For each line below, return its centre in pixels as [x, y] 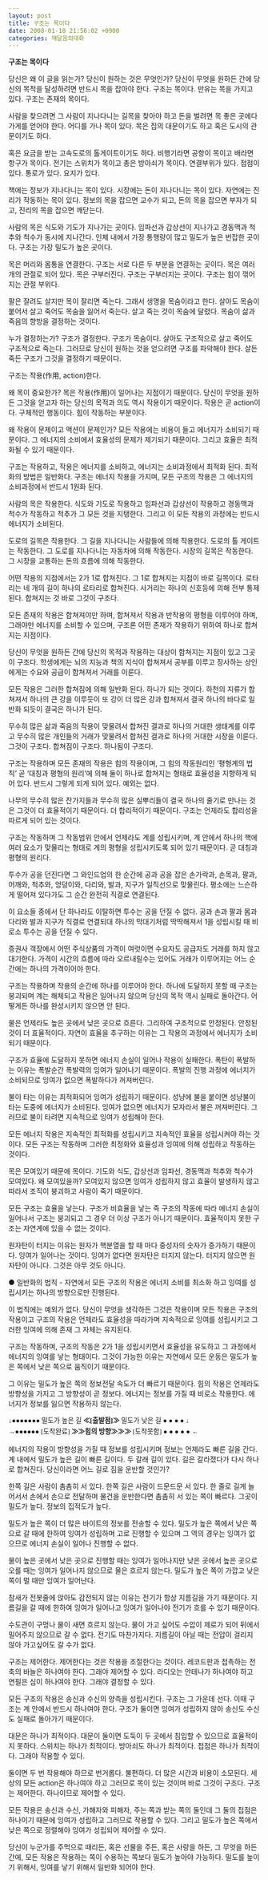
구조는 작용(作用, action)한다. [55, 376]
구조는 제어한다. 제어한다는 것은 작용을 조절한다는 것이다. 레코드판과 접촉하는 [128, 1661]
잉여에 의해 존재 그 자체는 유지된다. [77, 1330]
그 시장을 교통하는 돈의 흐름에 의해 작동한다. [77, 561]
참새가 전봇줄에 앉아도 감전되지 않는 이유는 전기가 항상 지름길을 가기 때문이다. [129, 1597]
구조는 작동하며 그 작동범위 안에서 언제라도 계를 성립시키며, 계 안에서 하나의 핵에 [133, 838]
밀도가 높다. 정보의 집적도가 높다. [60, 1506]
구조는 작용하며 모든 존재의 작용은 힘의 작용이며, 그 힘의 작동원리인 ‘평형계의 [127, 763]
